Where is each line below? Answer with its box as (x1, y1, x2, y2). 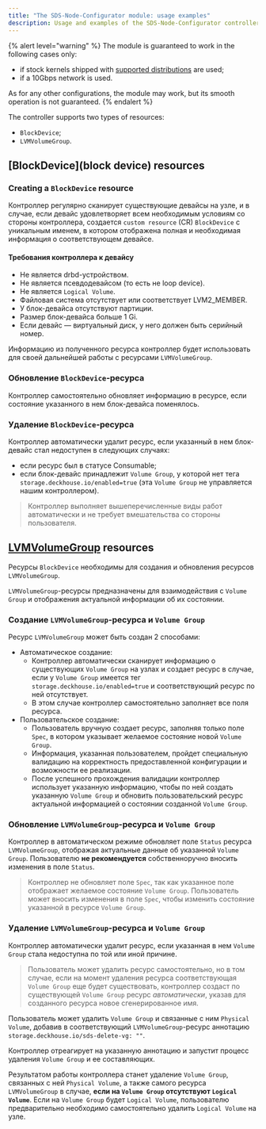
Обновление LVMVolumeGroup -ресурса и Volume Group (8, 819, 215, 830)
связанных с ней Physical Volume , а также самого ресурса (8, 1077, 207, 1087)
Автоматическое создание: (19, 648, 113, 657)
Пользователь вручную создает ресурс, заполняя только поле (31, 723, 245, 733)
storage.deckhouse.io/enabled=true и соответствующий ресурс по (31, 681, 255, 691)
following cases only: (8, 49, 78, 59)
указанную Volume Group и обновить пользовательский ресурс (31, 790, 244, 801)
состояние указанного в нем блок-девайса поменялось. (8, 399, 200, 408)
